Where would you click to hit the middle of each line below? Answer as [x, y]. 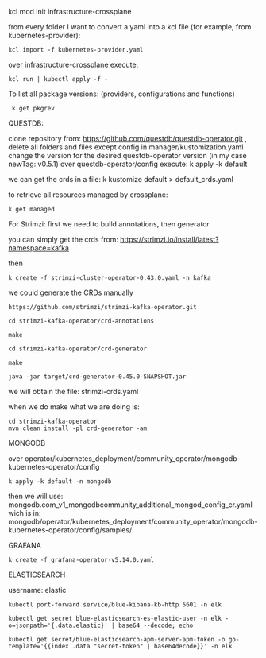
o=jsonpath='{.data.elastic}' [58, 625]
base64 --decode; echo [156, 625]
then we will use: [36, 496]
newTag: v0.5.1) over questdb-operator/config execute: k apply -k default [128, 164]
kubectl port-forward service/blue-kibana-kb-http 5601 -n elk [115, 605]
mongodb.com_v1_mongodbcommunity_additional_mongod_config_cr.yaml [130, 505]
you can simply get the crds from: [64, 239]
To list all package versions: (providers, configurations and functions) [122, 94]
